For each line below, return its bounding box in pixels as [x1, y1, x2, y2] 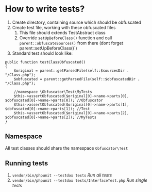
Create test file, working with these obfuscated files [12, 24, 116, 30]
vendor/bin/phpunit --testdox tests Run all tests [12, 172, 112, 178]
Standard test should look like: [12, 50, 73, 56]
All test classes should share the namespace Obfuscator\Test [5, 145, 128, 151]
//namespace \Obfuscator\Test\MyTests [14, 89, 92, 94]
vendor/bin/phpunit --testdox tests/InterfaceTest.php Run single [12, 177, 148, 183]
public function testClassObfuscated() [5, 60, 86, 64]
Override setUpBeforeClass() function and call [19, 35, 112, 41]
